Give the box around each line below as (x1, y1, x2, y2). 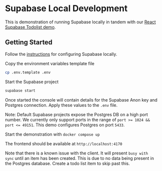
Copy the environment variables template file (5, 60, 95, 66)
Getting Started (5, 38, 53, 47)
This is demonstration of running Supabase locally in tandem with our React (5, 19, 156, 25)
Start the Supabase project (5, 79, 59, 85)
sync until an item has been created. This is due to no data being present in (5, 155, 154, 161)
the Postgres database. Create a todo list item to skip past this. (5, 160, 130, 166)
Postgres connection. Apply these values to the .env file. (5, 102, 118, 108)
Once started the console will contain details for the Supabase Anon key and (5, 97, 158, 103)
